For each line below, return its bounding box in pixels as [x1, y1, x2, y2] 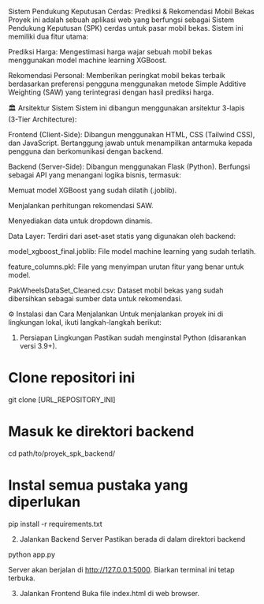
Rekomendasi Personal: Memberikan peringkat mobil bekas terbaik [8, 71, 226, 80]
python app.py [8, 550, 56, 559]
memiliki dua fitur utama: [8, 32, 89, 41]
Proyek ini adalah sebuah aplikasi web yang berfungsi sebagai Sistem [8, 15, 235, 24]
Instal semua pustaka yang [8, 476, 188, 494]
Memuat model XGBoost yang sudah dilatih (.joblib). [8, 185, 177, 195]
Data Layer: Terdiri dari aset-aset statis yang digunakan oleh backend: [8, 232, 236, 240]
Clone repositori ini [8, 369, 136, 387]
